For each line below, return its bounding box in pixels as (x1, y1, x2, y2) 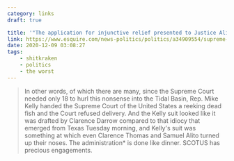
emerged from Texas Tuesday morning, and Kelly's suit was (24, 124, 196, 132)
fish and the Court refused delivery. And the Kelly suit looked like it (24, 109, 216, 117)
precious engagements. (24, 146, 93, 154)
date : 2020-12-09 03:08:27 (7, 42, 86, 49)
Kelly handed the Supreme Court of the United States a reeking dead (24, 101, 221, 110)
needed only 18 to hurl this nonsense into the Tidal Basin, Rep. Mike (24, 94, 219, 103)
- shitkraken (19, 55, 58, 62)
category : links (7, 10, 54, 17)
